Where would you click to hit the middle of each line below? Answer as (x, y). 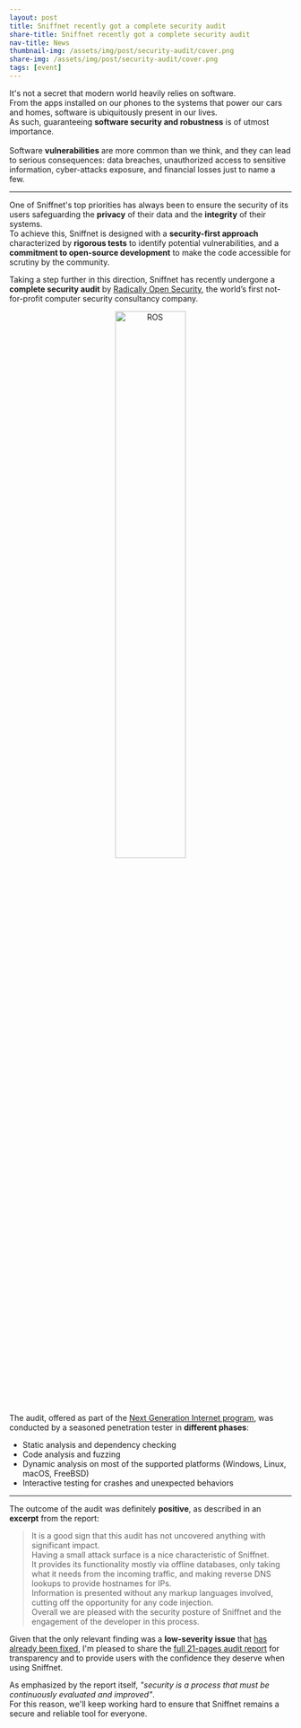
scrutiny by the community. (60, 262)
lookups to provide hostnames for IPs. (101, 1583)
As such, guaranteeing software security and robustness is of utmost (139, 121)
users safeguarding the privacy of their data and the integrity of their (138, 214)
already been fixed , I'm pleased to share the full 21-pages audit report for (145, 1648)
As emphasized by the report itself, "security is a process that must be (140, 1685)
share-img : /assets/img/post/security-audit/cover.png (114, 59)
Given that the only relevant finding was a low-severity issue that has (138, 1638)
